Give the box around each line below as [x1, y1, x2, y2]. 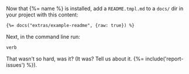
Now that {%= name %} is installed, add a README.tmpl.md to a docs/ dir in [6, 5, 184, 12]
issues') [6, 61, 25, 68]
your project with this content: [6, 11, 78, 18]
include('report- [145, 55, 184, 62]
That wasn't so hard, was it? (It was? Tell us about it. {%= [6, 55, 145, 62]
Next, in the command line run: [6, 33, 80, 40]
